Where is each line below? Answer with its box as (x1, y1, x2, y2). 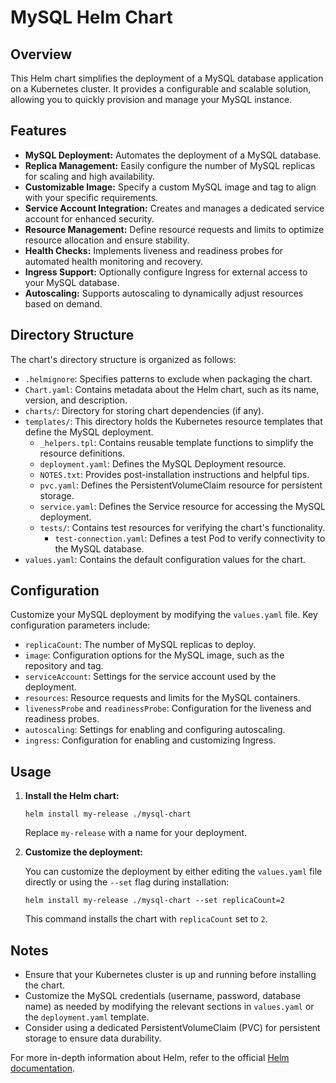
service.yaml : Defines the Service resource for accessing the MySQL (39, 500, 326, 512)
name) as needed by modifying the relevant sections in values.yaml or (24, 1001, 315, 1013)
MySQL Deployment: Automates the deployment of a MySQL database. (24, 149, 322, 161)
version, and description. (24, 394, 128, 406)
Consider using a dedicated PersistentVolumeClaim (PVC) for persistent (24, 1022, 321, 1034)
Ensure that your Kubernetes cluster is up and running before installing (24, 969, 317, 981)
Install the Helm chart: (24, 790, 120, 802)
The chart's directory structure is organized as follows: (10, 353, 237, 365)
